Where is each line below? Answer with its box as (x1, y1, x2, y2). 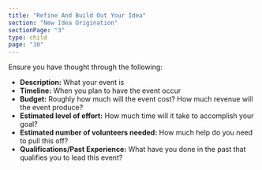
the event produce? (19, 103, 84, 113)
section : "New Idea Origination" (8, 19, 118, 27)
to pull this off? (19, 136, 69, 146)
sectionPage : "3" (8, 26, 65, 34)
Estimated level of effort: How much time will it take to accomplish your (19, 111, 254, 120)
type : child (8, 33, 47, 42)
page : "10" (8, 41, 44, 49)
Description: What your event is (19, 78, 125, 87)
